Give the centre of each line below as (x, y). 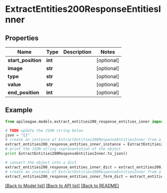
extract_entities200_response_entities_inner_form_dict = (66, 176)
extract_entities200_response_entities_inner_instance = (65, 144)
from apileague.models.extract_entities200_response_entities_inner (78, 122)
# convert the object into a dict (41, 162)
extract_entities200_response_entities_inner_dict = (61, 167)
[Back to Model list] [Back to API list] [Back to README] (62, 186)
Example (19, 110)
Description (78, 52)
